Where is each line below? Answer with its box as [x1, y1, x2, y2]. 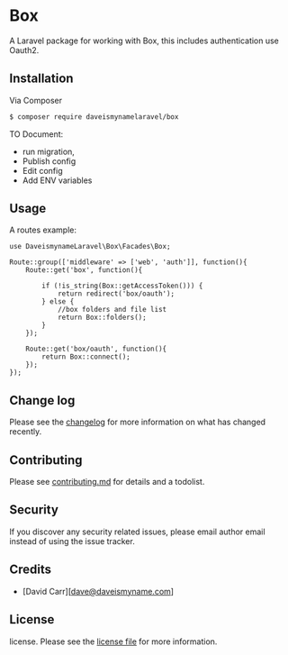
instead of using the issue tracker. [9, 535, 135, 546]
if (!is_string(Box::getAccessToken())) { [41, 281, 203, 291]
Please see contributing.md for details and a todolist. [9, 477, 205, 487]
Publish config [22, 155, 76, 167]
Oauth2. [9, 44, 40, 55]
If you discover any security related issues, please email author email [9, 526, 265, 537]
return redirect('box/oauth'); [57, 289, 175, 298]
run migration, [22, 146, 75, 157]
